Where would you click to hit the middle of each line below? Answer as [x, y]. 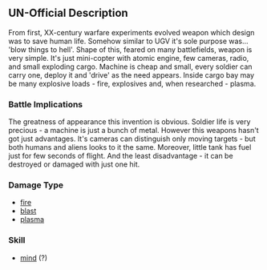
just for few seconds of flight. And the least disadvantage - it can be [121, 156]
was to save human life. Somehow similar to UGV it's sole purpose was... [128, 41]
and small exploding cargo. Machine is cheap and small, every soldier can [130, 66]
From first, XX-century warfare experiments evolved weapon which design [131, 32]
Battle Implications [46, 104]
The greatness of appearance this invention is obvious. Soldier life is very [129, 122]
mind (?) [34, 258]
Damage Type [36, 185]
